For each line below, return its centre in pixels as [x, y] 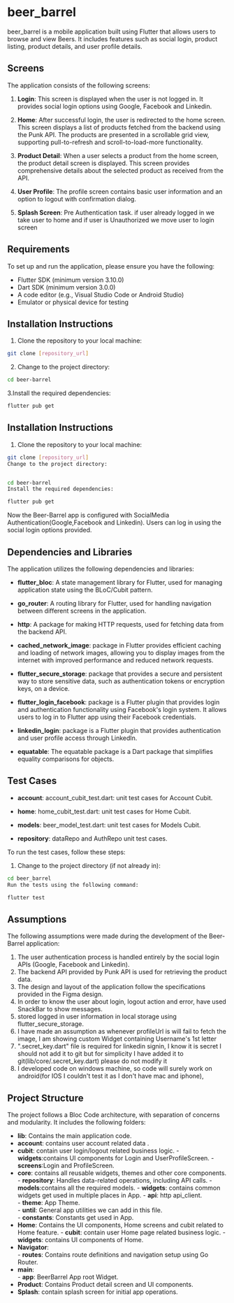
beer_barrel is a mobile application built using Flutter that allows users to [112, 31]
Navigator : [33, 1247]
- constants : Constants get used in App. [75, 1218]
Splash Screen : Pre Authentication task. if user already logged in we [116, 212]
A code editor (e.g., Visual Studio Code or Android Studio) [101, 294]
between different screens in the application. [82, 611]
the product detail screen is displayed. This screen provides [103, 163]
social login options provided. [50, 530]
